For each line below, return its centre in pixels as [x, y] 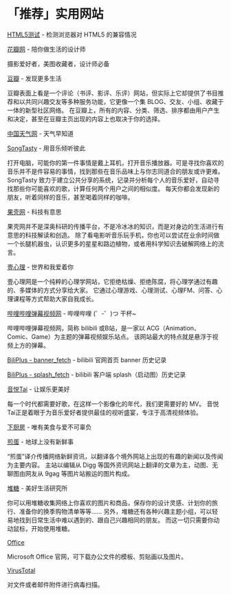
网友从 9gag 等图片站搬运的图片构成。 [79, 473]
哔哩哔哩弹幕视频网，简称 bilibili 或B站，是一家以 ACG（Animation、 [104, 328]
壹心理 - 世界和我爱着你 [41, 267]
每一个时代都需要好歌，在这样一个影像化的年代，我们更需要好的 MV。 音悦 [113, 404]
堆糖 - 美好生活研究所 [37, 488]
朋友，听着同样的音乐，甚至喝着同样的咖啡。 [70, 197]
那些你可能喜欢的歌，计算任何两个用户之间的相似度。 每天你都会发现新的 [116, 188]
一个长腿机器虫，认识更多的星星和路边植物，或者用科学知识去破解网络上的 [112, 243]
